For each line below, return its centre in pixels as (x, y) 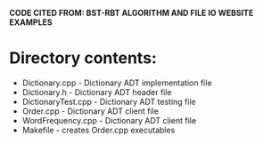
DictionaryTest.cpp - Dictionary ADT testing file (109, 101)
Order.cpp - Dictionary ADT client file (90, 111)
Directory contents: (83, 58)
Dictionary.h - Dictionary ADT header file (97, 92)
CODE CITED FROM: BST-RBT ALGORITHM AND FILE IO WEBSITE (131, 13)
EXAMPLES (31, 22)
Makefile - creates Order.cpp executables (99, 130)
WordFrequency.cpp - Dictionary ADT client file (109, 120)
